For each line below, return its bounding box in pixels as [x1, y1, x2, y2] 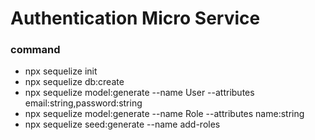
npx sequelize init [24, 65, 98, 77]
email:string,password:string [24, 97, 143, 109]
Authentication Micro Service [10, 7, 261, 30]
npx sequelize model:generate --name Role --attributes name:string [24, 108, 305, 120]
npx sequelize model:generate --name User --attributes [24, 87, 255, 99]
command [10, 43, 61, 57]
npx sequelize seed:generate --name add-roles [24, 118, 221, 131]
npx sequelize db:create [24, 76, 125, 88]
